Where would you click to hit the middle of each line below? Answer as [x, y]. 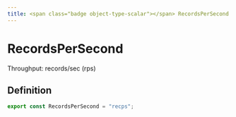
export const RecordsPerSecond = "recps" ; [71, 106]
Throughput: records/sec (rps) [52, 68]
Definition [29, 90]
